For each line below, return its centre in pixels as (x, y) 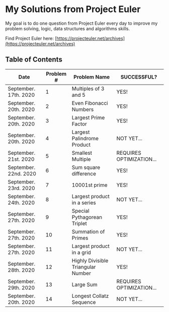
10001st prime (90, 185)
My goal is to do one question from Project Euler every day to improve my (81, 23)
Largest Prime (88, 117)
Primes (80, 238)
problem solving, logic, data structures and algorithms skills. (67, 28)
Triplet (79, 223)
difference (84, 173)
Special (80, 211)
